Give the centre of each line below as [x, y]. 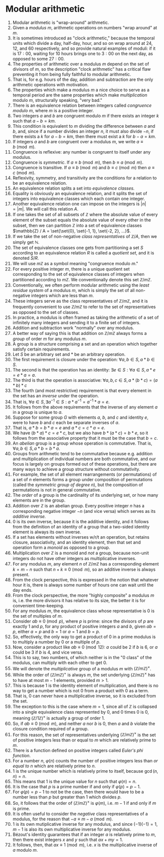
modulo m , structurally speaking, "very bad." [57, 100]
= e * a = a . [24, 375]
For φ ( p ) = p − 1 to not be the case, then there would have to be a [78, 792]
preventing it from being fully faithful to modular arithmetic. [72, 74]
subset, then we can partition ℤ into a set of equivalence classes [77, 225]
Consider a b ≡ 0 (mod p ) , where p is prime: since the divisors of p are [83, 621]
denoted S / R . [26, 258]
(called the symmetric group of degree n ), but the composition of [78, 485]
